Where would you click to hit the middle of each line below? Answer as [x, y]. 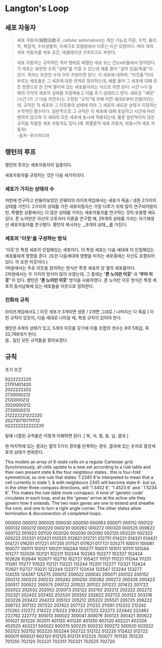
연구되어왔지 [145, 206]
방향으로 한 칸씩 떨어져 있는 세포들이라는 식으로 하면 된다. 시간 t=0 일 [87, 87]
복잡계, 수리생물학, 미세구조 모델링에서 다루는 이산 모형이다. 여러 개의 [88, 46]
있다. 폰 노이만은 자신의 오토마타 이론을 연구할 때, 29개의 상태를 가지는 [71, 218]
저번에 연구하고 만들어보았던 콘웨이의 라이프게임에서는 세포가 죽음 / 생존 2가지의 [81, 200]
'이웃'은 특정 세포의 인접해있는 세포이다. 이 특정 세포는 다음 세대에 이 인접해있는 [80, 250]
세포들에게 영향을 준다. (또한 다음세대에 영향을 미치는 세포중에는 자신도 [72, 256]
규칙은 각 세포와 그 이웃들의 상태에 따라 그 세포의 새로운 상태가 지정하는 [90, 105]
